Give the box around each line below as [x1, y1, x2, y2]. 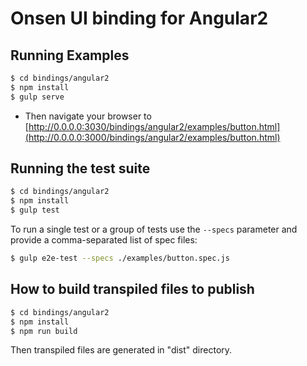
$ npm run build [10, 326, 78, 336]
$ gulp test [10, 205, 60, 216]
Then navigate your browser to [24, 110, 152, 122]
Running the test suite [10, 160, 151, 177]
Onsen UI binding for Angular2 [10, 7, 269, 30]
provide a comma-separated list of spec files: [10, 234, 198, 246]
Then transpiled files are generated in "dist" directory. [10, 344, 233, 356]
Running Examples [10, 47, 130, 64]
